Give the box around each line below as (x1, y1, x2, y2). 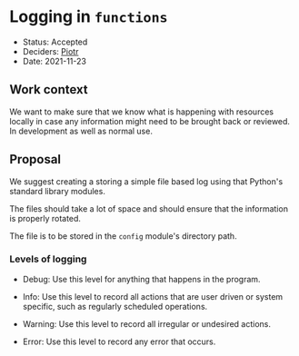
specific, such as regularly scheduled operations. (22, 301, 208, 311)
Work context (9, 82, 88, 97)
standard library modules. (9, 185, 106, 196)
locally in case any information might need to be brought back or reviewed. (9, 115, 291, 126)
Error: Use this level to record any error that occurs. (22, 336, 216, 347)
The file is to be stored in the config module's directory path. (9, 230, 238, 242)
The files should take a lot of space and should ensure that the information (9, 203, 289, 214)
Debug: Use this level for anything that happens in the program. (22, 273, 261, 284)
